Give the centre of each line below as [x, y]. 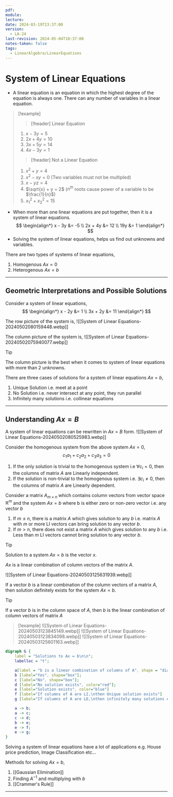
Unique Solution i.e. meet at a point [50, 387]
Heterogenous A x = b [36, 270]
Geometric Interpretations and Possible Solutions [86, 291]
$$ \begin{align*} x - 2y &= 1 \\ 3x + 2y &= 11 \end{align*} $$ [86, 311]
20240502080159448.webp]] [37, 327]
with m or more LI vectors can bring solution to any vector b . [77, 524]
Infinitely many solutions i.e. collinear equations [63, 398]
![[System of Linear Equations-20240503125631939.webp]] [69, 575]
